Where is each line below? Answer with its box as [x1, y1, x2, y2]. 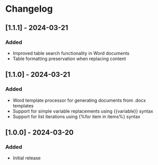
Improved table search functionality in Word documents [12, 50, 130, 56]
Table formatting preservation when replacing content [12, 56, 126, 62]
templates [12, 102, 34, 108]
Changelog [5, 3, 53, 15]
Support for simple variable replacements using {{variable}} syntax [12, 108, 153, 114]
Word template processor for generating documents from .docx [12, 97, 146, 103]
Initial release [12, 155, 41, 161]
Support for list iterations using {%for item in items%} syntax [12, 113, 141, 120]
